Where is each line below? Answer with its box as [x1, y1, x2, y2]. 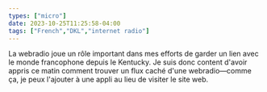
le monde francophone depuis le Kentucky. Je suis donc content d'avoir [8, 57, 248, 67]
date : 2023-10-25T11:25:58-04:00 [8, 19, 121, 27]
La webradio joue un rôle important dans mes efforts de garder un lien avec [8, 49, 260, 59]
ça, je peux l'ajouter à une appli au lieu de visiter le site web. [8, 74, 209, 85]
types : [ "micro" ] [8, 11, 67, 20]
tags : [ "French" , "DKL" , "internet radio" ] [8, 27, 150, 35]
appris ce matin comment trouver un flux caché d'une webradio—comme [8, 66, 252, 76]
